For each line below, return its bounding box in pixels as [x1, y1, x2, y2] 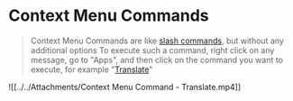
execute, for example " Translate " [30, 64, 153, 75]
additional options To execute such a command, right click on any [30, 44, 275, 55]
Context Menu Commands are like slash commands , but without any [30, 35, 285, 46]
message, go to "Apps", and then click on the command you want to [30, 54, 283, 65]
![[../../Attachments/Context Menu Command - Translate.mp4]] [8, 81, 241, 92]
